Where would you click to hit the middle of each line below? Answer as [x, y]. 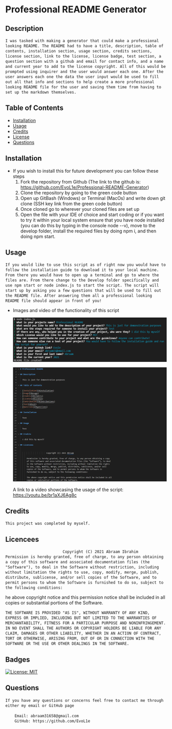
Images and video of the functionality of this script [66, 311]
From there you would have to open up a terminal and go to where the [82, 275]
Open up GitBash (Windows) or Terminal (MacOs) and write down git [93, 198]
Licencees [22, 539]
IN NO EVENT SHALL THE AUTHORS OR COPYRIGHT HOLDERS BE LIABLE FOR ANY [83, 628]
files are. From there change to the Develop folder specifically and [82, 280]
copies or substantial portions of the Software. [54, 603]
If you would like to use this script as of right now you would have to [86, 265]
